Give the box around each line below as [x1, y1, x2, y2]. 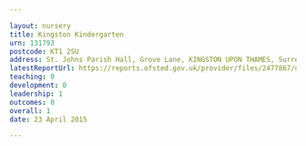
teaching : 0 [9, 72, 55, 82]
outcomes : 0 [9, 98, 55, 107]
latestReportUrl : [9, 64, 76, 73]
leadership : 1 [9, 89, 64, 99]
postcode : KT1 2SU [9, 47, 79, 56]
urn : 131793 [9, 38, 55, 47]
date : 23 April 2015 [9, 115, 88, 124]
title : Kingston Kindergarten [9, 29, 125, 39]
